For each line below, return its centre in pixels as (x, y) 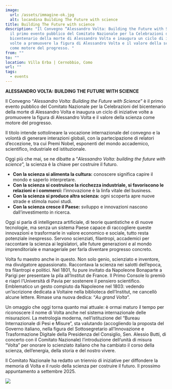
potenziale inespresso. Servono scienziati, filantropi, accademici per (77, 238)
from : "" (15, 53)
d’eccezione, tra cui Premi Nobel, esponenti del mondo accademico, (77, 143)
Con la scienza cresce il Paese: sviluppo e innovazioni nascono (80, 207)
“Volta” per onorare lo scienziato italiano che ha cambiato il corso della (80, 345)
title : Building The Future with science (50, 24)
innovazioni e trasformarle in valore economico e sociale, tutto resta (77, 233)
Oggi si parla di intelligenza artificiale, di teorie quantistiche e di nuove (79, 222)
